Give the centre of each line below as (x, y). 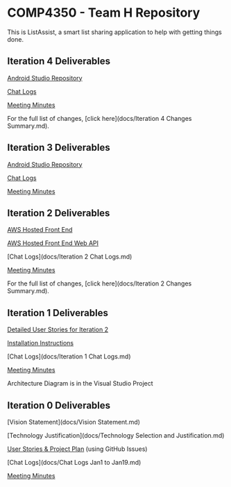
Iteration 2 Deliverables (59, 213)
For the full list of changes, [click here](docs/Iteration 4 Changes (100, 118)
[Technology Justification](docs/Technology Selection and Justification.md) (116, 435)
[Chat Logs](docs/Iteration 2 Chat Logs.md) (70, 257)
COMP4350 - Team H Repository (104, 13)
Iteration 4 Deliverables (59, 61)
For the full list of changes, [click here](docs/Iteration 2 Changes (100, 283)
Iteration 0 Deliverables (59, 405)
